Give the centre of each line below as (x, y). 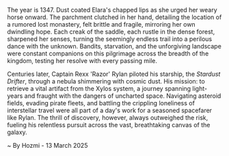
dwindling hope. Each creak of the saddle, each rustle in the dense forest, (111, 31)
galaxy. (17, 132)
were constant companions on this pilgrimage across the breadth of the (108, 53)
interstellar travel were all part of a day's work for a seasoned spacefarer (110, 110)
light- (200, 89)
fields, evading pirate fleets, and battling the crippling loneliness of (101, 103)
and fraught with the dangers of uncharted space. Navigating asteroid (123, 96)
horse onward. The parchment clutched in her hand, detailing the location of (114, 17)
